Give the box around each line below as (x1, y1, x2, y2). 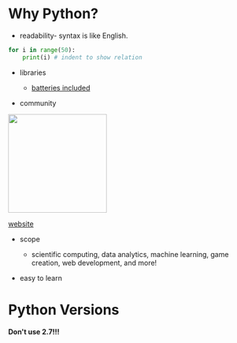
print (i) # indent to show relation (22, 53, 143, 62)
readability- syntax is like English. (19, 31, 128, 40)
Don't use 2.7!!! (8, 326, 60, 336)
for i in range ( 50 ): (8, 46, 76, 54)
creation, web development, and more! (31, 258, 157, 267)
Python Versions (8, 300, 120, 319)
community (19, 98, 57, 107)
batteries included (31, 83, 91, 92)
